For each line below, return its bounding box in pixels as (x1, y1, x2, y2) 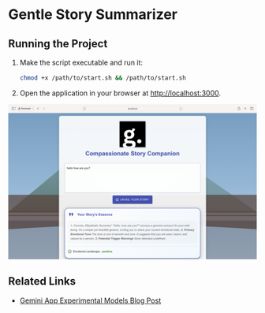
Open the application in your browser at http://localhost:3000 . (19, 88, 222, 98)
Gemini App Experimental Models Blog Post (19, 296, 162, 305)
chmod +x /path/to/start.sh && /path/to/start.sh (19, 74, 187, 82)
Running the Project (8, 37, 108, 50)
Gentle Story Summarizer (8, 6, 177, 24)
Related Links (8, 274, 77, 289)
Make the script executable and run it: (19, 58, 144, 67)
